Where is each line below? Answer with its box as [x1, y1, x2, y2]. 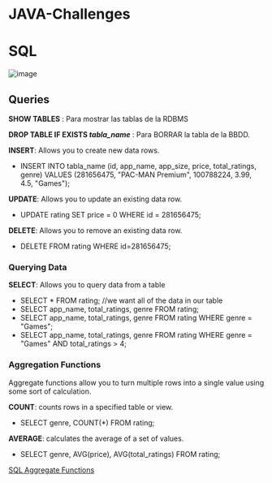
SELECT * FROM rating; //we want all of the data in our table [19, 295, 223, 305]
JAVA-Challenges [8, 5, 131, 24]
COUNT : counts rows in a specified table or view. [8, 402, 174, 412]
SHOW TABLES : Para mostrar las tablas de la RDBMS [8, 114, 189, 123]
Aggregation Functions [8, 359, 101, 370]
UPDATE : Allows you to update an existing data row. [8, 194, 183, 204]
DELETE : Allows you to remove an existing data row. [8, 225, 183, 235]
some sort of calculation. [8, 386, 92, 396]
